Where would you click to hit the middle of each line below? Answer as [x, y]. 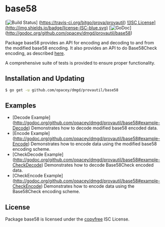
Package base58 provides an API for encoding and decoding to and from [80, 42]
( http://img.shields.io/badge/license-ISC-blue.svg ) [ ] [68, 27]
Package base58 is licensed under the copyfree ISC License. [67, 219]
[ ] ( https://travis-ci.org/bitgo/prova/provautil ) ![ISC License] [81, 22]
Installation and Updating [45, 78]
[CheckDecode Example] [38, 154]
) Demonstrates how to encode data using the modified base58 [92, 144]
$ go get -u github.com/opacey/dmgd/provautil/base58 [62, 90]
